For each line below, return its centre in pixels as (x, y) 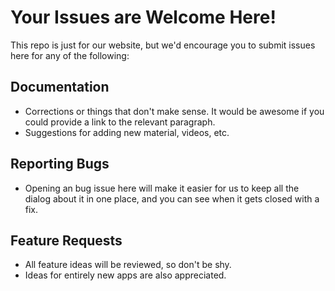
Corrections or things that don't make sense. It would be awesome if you (174, 111)
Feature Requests (66, 240)
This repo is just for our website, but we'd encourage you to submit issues (163, 45)
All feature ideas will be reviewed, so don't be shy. (128, 265)
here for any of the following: (70, 55)
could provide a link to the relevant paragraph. (120, 122)
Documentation (60, 87)
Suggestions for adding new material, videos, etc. (127, 132)
